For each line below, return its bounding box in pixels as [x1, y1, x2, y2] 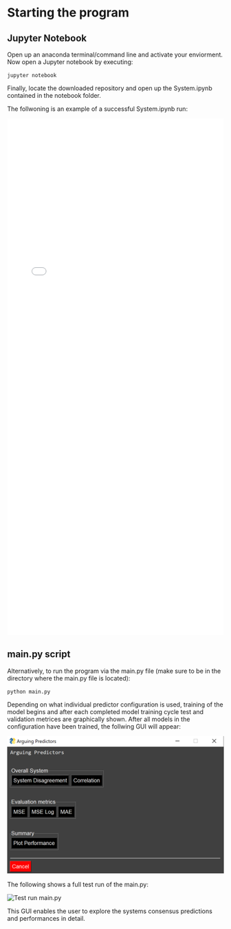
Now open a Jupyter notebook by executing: [7, 58, 133, 66]
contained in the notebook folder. [7, 92, 102, 99]
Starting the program [7, 5, 129, 21]
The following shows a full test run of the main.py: [7, 880, 149, 888]
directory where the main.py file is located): [7, 674, 131, 682]
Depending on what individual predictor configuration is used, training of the [7, 700, 223, 709]
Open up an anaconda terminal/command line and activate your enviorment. [7, 50, 223, 59]
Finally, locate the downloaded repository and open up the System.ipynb [7, 84, 212, 92]
